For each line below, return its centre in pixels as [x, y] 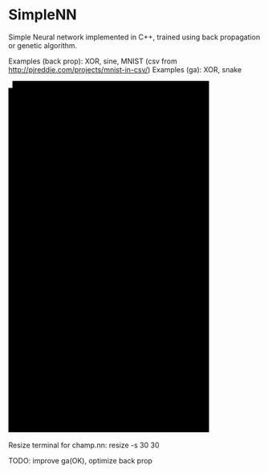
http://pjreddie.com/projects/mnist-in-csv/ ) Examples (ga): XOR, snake [125, 69]
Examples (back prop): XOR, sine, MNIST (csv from [93, 61]
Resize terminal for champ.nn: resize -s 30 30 [84, 445]
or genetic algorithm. [43, 45]
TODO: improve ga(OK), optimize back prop [80, 460]
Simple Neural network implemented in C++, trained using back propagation [134, 37]
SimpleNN [43, 15]
